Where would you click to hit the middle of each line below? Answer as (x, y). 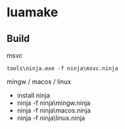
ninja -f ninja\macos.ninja (54, 110)
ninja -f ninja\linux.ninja (51, 118)
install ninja (33, 95)
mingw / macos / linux (39, 82)
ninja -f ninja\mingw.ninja (54, 103)
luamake (32, 12)
